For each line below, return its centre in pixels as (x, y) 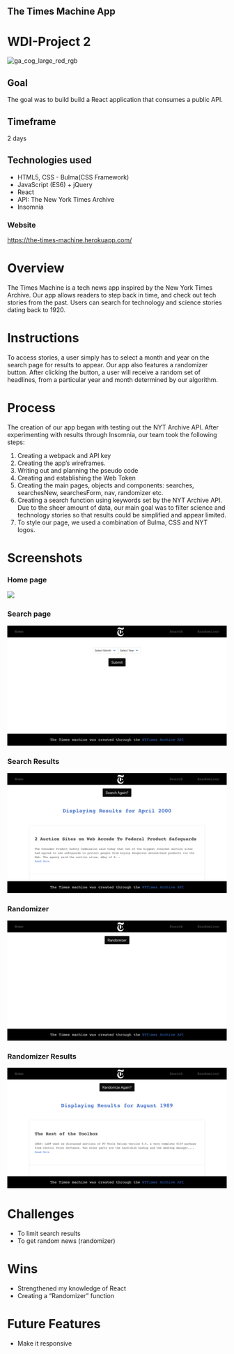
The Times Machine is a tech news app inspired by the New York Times (110, 288)
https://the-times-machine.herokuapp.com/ (70, 240)
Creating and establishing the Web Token (76, 478)
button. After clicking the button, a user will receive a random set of (104, 372)
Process (31, 408)
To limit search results (49, 1233)
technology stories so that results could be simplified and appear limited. (122, 515)
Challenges (41, 1214)
